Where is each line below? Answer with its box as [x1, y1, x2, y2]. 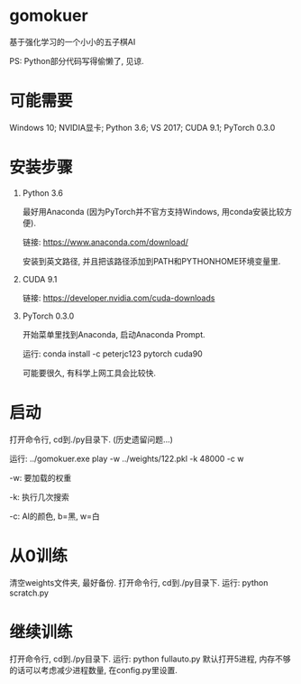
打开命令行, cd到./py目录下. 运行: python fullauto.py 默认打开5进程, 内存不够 [9, 653, 291, 664]
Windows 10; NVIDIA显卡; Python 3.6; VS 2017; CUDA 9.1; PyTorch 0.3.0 [9, 122, 276, 133]
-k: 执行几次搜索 [9, 491, 70, 502]
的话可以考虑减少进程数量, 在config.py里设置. [9, 664, 178, 675]
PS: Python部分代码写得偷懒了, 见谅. [9, 55, 144, 66]
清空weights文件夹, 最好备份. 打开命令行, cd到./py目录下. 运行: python [9, 577, 269, 587]
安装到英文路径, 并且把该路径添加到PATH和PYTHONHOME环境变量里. [22, 255, 281, 266]
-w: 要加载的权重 [9, 472, 72, 483]
